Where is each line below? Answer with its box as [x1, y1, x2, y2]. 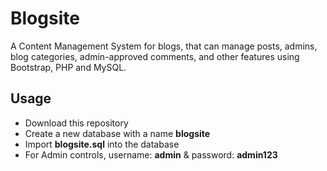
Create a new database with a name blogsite [24, 127, 211, 139]
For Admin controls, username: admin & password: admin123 [24, 148, 278, 161]
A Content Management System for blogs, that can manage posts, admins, [10, 40, 318, 52]
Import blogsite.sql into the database [24, 138, 180, 150]
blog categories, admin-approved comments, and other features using [10, 50, 300, 62]
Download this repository [24, 117, 129, 129]
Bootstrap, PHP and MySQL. [10, 61, 127, 73]
